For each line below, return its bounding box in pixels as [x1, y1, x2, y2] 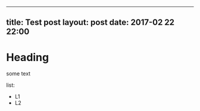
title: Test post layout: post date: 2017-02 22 [6, 17, 174, 27]
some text [6, 70, 31, 77]
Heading [6, 50, 49, 64]
